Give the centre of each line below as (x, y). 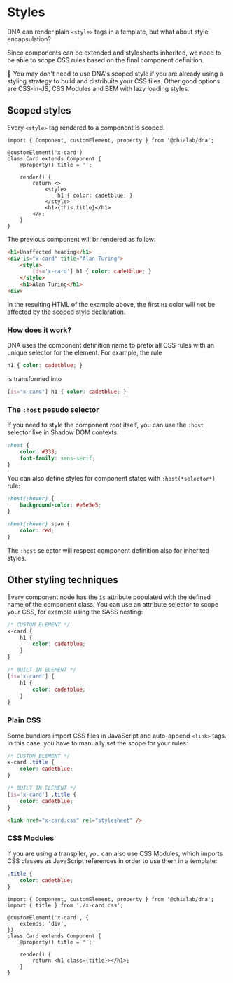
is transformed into (35, 379)
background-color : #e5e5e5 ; (61, 505)
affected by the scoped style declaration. (66, 312)
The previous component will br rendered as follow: (82, 239)
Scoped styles (39, 110)
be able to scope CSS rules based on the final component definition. (106, 60)
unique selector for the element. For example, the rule (85, 353)
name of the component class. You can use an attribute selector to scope (113, 604)
